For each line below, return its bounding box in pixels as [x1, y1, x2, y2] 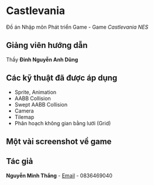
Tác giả [6, 156, 33, 166]
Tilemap [14, 113, 35, 121]
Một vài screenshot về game [6, 136, 112, 146]
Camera [14, 107, 34, 114]
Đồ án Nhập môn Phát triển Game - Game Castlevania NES [6, 23, 149, 30]
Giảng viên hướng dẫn [6, 40, 88, 50]
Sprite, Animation [14, 88, 57, 95]
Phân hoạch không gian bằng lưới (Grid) [14, 119, 111, 126]
